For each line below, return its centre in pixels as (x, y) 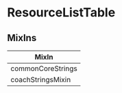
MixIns (22, 38)
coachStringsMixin (41, 80)
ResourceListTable (61, 13)
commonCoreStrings (44, 68)
